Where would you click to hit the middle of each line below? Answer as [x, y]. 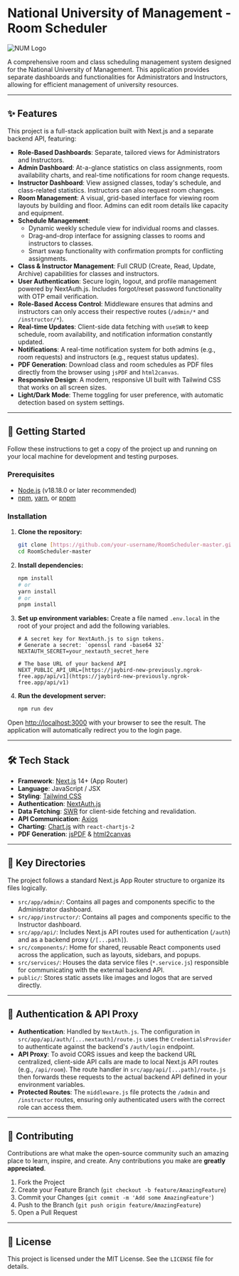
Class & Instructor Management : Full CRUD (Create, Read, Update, [116, 266]
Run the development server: [62, 696]
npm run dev [35, 709]
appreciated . [27, 1168]
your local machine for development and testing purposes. [93, 456]
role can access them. [50, 1107]
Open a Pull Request [48, 1213]
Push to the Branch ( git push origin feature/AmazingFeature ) [109, 1205]
